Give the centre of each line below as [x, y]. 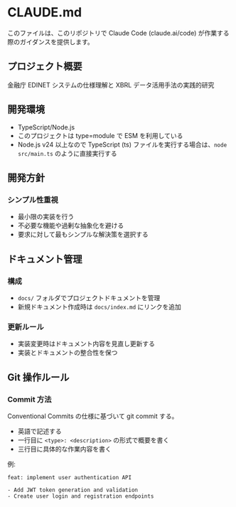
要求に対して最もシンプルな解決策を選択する [83, 235]
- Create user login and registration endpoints [81, 496]
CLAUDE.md [45, 12]
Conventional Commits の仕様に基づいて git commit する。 [93, 416]
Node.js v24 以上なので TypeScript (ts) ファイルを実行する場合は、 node [122, 144]
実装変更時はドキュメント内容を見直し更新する [86, 344]
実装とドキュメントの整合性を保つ [68, 353]
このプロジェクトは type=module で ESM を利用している [100, 135]
